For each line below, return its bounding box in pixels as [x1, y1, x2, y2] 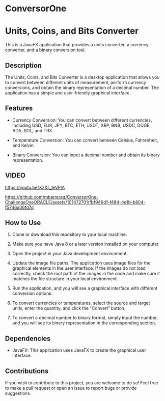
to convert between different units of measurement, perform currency [5, 79, 146, 85]
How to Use [5, 218, 41, 227]
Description [5, 61, 42, 69]
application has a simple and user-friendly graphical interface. [5, 89, 131, 96]
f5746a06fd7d [5, 204, 34, 210]
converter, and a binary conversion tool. [5, 47, 86, 53]
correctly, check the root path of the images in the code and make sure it [12, 271, 160, 277]
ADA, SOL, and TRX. [12, 127, 54, 133]
